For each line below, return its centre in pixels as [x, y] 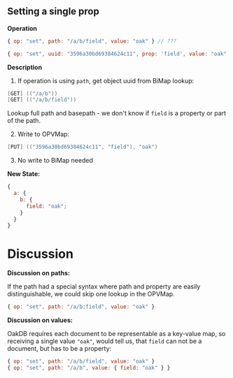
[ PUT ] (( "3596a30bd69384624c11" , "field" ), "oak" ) [83, 147]
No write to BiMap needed [55, 161]
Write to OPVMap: [43, 134]
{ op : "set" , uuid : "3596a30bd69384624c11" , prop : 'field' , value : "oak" [117, 54]
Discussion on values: [40, 320]
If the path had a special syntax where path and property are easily [104, 286]
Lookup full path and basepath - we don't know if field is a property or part [116, 113]
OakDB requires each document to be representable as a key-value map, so [116, 334]
